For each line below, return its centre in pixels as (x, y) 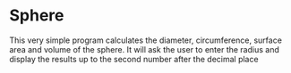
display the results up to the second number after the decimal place (134, 59)
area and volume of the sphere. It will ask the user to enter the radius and (145, 49)
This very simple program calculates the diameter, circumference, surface (145, 40)
